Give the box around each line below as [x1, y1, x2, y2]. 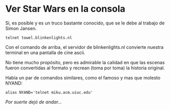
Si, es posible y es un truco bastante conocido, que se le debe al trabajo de [5, 20, 165, 26]
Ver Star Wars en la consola [5, 3, 126, 15]
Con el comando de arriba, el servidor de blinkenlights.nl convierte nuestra [5, 44, 164, 50]
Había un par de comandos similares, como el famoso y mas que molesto [5, 74, 161, 80]
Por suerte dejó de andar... [5, 99, 62, 105]
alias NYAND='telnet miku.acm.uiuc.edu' [5, 90, 93, 95]
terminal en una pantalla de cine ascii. [5, 49, 86, 56]
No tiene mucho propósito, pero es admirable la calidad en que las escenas [5, 59, 165, 65]
